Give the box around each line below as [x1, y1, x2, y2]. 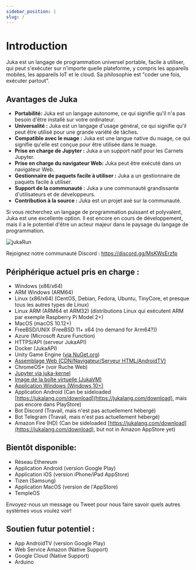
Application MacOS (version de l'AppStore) [14, 483, 118, 490]
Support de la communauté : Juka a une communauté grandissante [14, 185, 179, 192]
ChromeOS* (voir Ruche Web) [14, 364, 88, 371]
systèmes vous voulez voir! [6, 507, 72, 514]
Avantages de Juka [6, 94, 78, 104]
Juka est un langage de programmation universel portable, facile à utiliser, [6, 59, 185, 66]
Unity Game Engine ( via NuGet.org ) [14, 351, 100, 358]
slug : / [6, 14, 25, 20]
